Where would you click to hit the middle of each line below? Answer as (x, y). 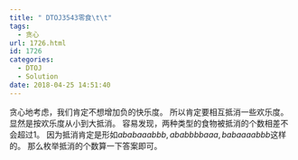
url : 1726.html (38, 43)
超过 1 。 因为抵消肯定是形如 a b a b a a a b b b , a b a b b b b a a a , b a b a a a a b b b (144, 134)
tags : (19, 26)
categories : (32, 60)
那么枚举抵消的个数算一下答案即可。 (94, 146)
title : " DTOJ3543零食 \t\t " (61, 18)
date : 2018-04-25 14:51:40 (60, 85)
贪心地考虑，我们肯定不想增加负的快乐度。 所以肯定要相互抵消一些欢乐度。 (149, 112)
